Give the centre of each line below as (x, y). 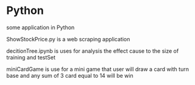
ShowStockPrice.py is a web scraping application (68, 39)
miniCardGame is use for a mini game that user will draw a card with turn (97, 69)
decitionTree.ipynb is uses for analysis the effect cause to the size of (93, 51)
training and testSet (31, 57)
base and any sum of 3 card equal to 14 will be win (70, 75)
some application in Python (41, 27)
